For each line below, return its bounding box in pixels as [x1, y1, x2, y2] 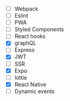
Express [14, 46, 35, 54]
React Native [14, 80, 46, 88]
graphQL [14, 40, 37, 47]
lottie [14, 74, 28, 81]
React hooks [14, 33, 46, 40]
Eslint [14, 12, 28, 19]
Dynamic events [14, 88, 55, 95]
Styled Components [14, 26, 65, 33]
